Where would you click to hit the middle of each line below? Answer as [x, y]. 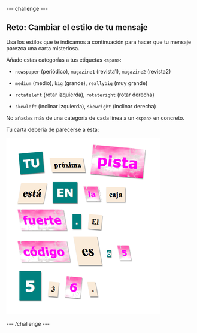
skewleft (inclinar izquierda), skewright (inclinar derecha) [86, 106]
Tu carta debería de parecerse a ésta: [53, 129]
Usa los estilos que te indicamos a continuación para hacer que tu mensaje [99, 42]
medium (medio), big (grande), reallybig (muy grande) [81, 83]
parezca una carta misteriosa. [43, 48]
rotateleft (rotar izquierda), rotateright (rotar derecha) [84, 95]
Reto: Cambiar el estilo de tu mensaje [77, 27]
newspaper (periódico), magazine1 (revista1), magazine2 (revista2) [93, 71]
